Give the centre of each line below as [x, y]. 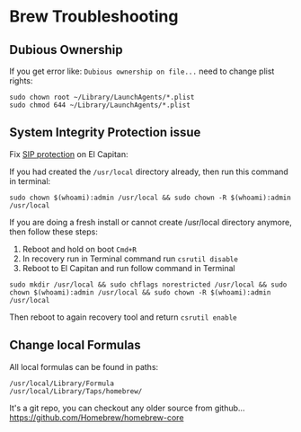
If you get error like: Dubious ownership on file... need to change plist [142, 71]
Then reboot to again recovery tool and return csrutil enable [124, 317]
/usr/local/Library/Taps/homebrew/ [76, 391]
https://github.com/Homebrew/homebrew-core [97, 417]
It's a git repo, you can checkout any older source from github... [127, 408]
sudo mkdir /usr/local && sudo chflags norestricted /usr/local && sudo [148, 285]
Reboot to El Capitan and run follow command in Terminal [128, 268]
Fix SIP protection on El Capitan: [69, 154]
